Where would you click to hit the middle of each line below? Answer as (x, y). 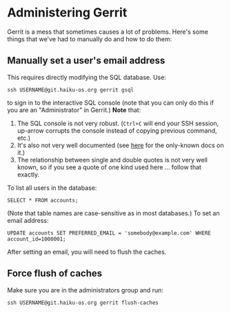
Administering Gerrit (67, 13)
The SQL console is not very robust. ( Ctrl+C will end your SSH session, (118, 123)
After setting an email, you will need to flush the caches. (87, 252)
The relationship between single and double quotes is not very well (112, 160)
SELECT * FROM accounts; (43, 200)
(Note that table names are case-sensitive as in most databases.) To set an (113, 213)
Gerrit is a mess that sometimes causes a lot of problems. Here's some (108, 32)
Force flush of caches (55, 273)
